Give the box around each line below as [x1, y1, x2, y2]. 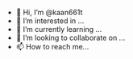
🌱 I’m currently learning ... [15, 25, 102, 33]
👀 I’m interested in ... [15, 16, 85, 26]
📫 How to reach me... [15, 42, 89, 51]
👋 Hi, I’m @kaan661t [15, 8, 83, 17]
